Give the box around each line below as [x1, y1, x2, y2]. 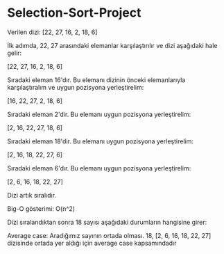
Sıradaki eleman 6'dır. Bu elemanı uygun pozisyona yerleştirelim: [7, 164, 191, 172]
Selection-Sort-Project [7, 5, 141, 21]
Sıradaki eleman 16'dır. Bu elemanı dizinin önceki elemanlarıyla [7, 75, 186, 84]
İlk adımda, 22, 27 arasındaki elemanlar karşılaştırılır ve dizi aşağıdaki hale [7, 41, 218, 49]
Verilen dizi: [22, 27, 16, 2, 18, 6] [7, 28, 98, 36]
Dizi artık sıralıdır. [7, 191, 57, 199]
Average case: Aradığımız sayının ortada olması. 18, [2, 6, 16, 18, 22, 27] [7, 231, 212, 239]
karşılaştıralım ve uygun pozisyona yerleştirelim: [7, 83, 144, 91]
